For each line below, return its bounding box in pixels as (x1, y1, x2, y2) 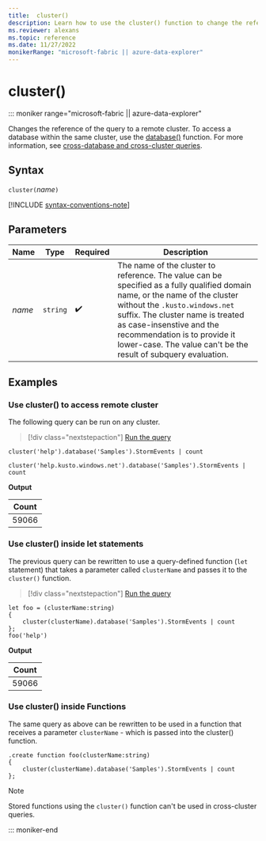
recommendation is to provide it (117, 329, 236, 340)
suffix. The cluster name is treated (117, 309, 245, 320)
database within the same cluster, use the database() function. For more (8, 132, 244, 142)
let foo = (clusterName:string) (8, 604, 115, 612)
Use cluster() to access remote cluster (8, 399, 159, 410)
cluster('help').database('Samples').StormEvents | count (8, 448, 203, 456)
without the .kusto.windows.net (117, 299, 235, 310)
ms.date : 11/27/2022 (8, 41, 77, 49)
